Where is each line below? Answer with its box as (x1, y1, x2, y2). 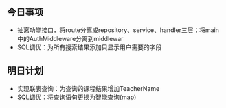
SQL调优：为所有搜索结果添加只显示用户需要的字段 (16, 43, 162, 51)
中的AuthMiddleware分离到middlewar (16, 34, 124, 42)
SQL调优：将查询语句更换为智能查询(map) (16, 93, 137, 101)
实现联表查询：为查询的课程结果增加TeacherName (16, 84, 160, 92)
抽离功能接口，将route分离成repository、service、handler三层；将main (16, 26, 220, 34)
